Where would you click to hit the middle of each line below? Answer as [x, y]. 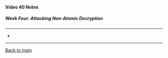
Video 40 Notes [22, 7]
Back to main [19, 50]
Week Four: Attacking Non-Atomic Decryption [54, 18]
